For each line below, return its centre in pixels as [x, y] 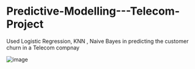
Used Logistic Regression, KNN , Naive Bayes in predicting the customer [97, 41]
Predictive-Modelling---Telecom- [93, 11]
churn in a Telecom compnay [43, 48]
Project [25, 24]
